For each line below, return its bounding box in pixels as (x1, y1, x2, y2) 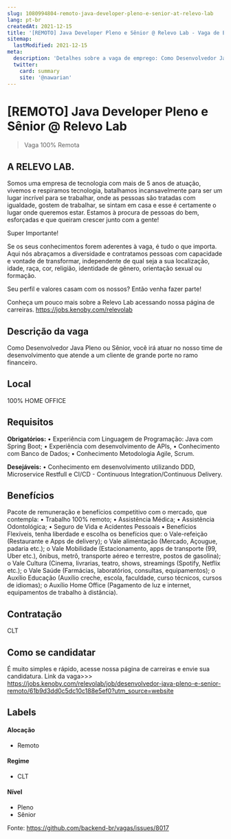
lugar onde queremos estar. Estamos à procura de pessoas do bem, (7, 208, 199, 217)
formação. (7, 272, 36, 280)
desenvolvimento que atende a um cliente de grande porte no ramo (7, 351, 198, 359)
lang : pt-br (7, 17, 41, 23)
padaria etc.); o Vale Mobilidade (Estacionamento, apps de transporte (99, (7, 545, 217, 553)
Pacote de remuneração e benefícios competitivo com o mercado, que (7, 508, 208, 516)
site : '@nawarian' (19, 74, 72, 81)
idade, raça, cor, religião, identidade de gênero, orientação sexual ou (7, 264, 202, 272)
